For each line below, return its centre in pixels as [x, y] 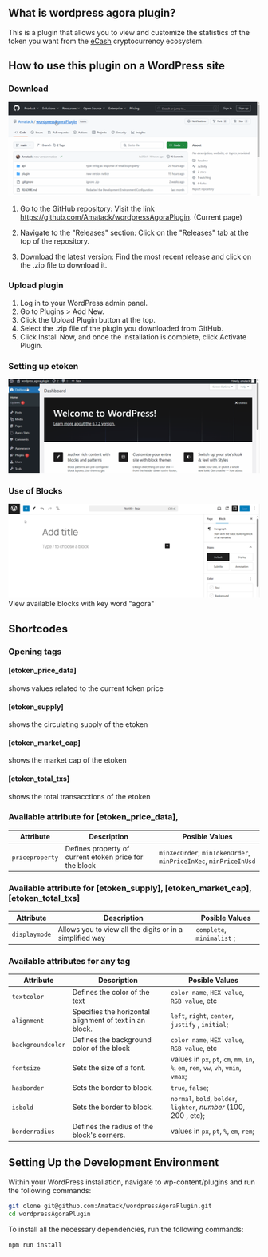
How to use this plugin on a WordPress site [117, 66]
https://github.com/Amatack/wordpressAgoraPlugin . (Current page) [131, 217]
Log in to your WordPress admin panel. [84, 303]
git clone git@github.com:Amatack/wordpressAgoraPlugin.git [110, 1206]
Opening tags [35, 652]
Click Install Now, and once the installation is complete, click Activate [133, 337]
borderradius [33, 1132]
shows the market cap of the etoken [67, 760]
